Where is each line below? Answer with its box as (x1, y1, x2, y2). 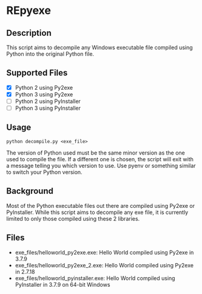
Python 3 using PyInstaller (15, 104, 81, 112)
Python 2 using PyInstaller (15, 98, 81, 105)
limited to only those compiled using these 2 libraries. (6, 215, 140, 222)
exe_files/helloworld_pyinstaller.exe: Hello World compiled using (15, 274, 175, 282)
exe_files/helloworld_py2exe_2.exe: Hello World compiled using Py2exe (15, 261, 194, 269)
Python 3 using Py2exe (15, 90, 73, 98)
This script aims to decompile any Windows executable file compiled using (6, 44, 193, 51)
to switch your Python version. (6, 168, 83, 176)
